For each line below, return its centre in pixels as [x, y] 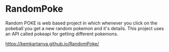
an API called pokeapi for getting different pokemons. [62, 34]
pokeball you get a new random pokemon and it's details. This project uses [85, 28]
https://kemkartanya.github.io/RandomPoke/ [52, 43]
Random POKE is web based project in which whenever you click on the [81, 23]
